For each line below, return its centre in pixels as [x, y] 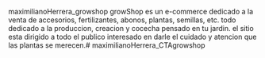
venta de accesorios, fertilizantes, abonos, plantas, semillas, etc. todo [122, 20]
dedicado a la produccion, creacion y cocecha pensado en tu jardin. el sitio [131, 28]
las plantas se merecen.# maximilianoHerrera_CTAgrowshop [107, 45]
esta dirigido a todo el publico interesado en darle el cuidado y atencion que [132, 37]
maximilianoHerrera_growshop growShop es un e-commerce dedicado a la [131, 12]
